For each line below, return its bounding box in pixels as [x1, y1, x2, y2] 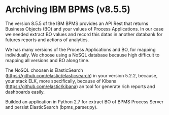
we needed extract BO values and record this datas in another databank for [5, 31, 163, 37]
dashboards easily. [5, 89, 45, 95]
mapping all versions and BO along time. [5, 57, 90, 63]
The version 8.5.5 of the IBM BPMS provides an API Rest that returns [5, 20, 149, 26]
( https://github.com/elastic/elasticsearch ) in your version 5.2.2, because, [5, 72, 158, 78]
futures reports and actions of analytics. [5, 37, 89, 43]
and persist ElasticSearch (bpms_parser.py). [5, 104, 98, 110]
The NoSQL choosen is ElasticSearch [5, 67, 83, 73]
